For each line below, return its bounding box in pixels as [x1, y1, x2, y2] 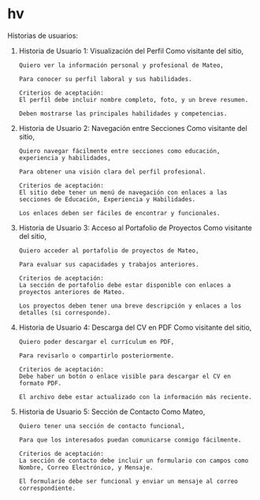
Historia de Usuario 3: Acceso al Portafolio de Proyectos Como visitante [18, 222, 253, 233]
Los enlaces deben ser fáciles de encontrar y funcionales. [18, 209, 221, 217]
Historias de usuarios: [7, 31, 79, 40]
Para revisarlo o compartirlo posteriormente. [18, 352, 175, 360]
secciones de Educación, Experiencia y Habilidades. [18, 195, 196, 203]
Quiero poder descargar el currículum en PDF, [18, 338, 175, 345]
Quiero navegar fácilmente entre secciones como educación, [18, 147, 221, 155]
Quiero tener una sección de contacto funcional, [18, 422, 186, 430]
